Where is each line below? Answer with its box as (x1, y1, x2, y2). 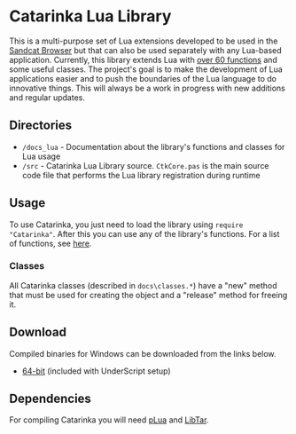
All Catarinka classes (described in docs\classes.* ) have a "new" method (9, 280, 277, 290)
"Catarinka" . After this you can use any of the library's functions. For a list (9, 228, 280, 239)
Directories (9, 118, 73, 133)
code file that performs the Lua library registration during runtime (21, 170, 261, 180)
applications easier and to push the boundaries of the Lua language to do (9, 73, 277, 83)
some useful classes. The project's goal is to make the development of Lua (9, 64, 284, 75)
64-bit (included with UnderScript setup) (21, 366, 171, 376)
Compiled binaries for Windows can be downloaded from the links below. (9, 348, 277, 359)
